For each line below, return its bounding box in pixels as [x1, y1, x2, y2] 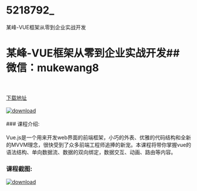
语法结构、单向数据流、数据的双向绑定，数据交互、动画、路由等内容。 [6, 148, 176, 156]
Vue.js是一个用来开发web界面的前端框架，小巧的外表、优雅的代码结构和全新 [6, 133, 191, 141]
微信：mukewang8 [6, 61, 99, 75]
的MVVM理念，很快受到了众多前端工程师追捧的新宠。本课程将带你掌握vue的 [6, 141, 192, 148]
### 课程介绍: [6, 120, 40, 127]
